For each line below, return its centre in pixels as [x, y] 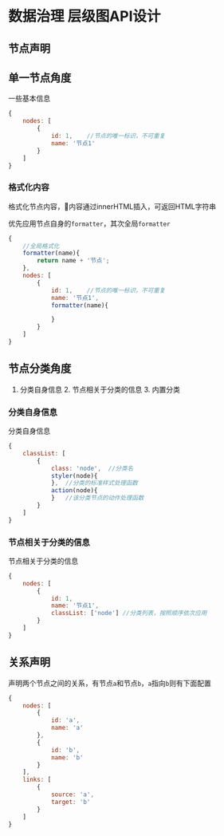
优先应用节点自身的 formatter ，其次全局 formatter [89, 223]
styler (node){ [74, 475]
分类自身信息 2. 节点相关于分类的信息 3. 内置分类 [100, 389]
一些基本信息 [29, 99]
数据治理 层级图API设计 [84, 16]
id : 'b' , [65, 750]
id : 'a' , [65, 720]
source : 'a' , [72, 795]
